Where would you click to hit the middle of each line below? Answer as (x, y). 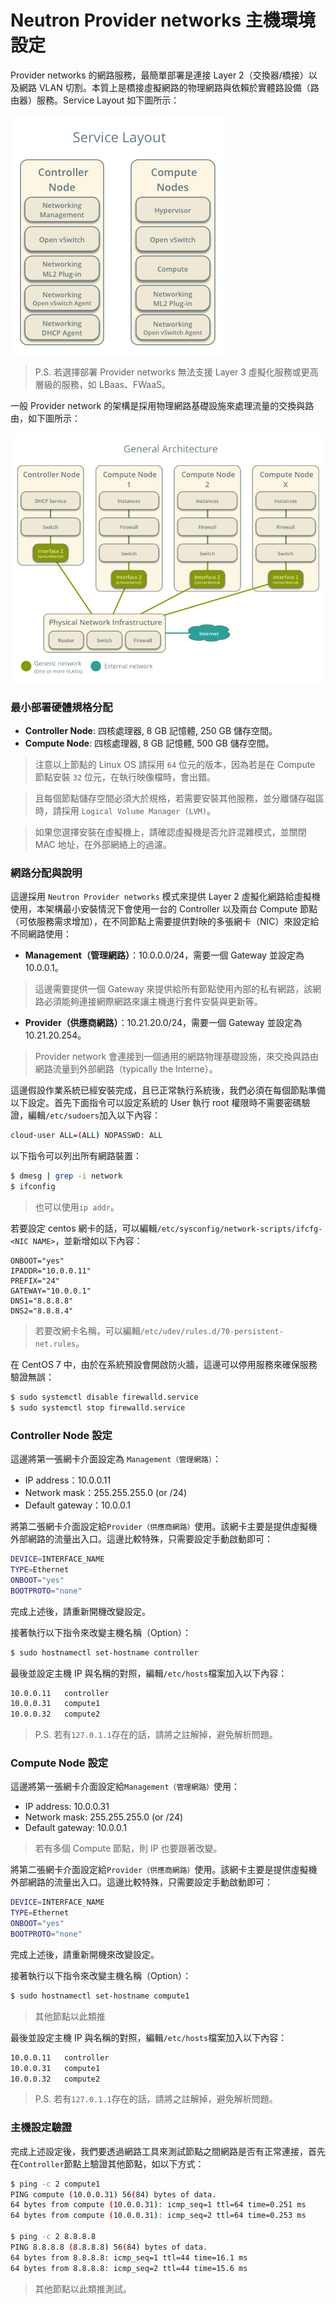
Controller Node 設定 (61, 1435)
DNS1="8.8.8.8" (42, 1301)
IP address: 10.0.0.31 (67, 1807)
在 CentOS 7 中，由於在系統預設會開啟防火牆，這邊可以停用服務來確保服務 (164, 1365)
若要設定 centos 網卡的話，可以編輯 (84, 1228)
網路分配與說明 (46, 873)
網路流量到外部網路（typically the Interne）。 (126, 1069)
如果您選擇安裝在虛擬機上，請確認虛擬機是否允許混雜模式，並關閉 (170, 832)
